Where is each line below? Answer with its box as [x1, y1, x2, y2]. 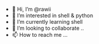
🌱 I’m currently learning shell [11, 18, 83, 25]
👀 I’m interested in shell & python [11, 12, 94, 19]
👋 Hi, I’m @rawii [11, 6, 51, 12]
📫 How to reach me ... [11, 32, 68, 38]
